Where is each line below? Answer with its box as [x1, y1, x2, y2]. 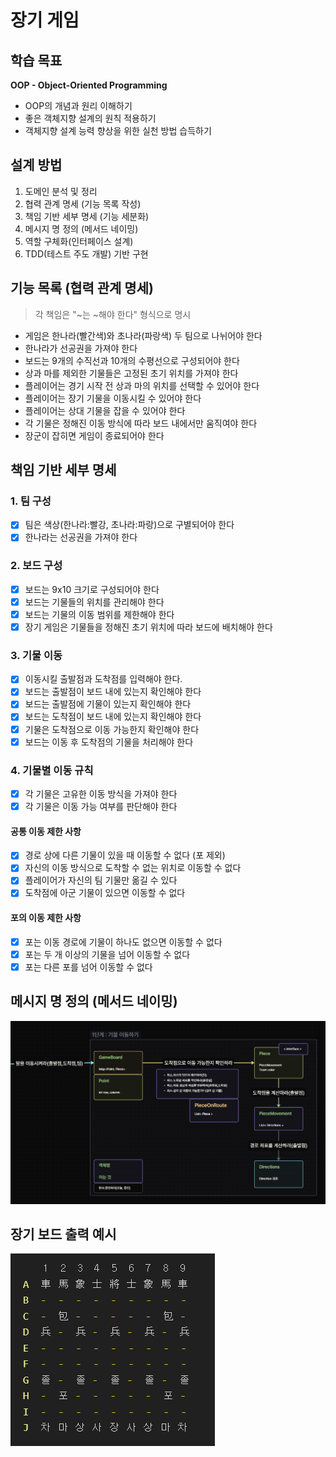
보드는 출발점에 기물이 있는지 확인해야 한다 [24, 698, 192, 710]
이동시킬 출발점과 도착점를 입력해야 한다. [24, 673, 183, 685]
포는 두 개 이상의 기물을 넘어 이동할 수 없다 [24, 948, 191, 960]
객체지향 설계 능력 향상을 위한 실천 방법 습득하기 [24, 125, 212, 136]
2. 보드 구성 [10, 559, 63, 573]
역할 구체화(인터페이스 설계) [24, 235, 134, 247]
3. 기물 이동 [10, 648, 63, 662]
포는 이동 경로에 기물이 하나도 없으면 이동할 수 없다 [24, 936, 223, 948]
